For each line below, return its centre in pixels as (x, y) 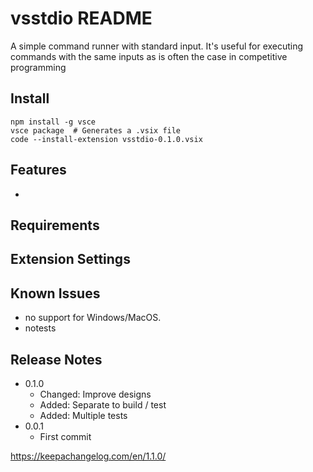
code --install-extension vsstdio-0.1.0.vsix (106, 139)
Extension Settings (70, 259)
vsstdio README (81, 18)
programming (38, 67)
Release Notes (56, 359)
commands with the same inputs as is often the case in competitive (149, 56)
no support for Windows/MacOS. (93, 318)
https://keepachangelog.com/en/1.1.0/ (88, 456)
